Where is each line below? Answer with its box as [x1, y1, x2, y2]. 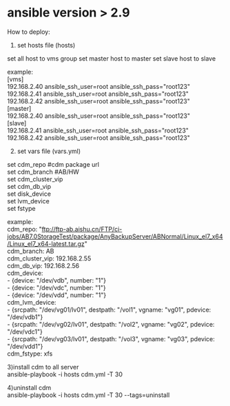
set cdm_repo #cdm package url [7, 160, 100, 168]
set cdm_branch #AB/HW [7, 168, 79, 176]
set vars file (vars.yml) [17, 147, 81, 155]
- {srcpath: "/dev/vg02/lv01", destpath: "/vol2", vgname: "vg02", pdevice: [7, 320, 215, 328]
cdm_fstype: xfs [7, 349, 53, 358]
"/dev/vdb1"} [7, 312, 43, 321]
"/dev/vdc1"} [7, 327, 43, 336]
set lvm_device [7, 196, 50, 205]
